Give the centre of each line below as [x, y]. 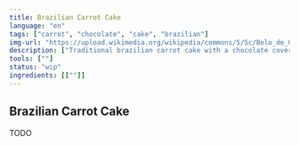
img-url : [25, 42]
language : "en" [37, 26]
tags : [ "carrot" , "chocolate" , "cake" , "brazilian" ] [109, 34]
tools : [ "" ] [31, 59]
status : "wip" [36, 68]
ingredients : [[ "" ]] [48, 76]
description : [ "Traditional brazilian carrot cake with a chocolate [139, 51]
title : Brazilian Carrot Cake [65, 17]
